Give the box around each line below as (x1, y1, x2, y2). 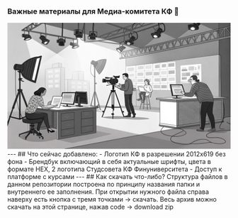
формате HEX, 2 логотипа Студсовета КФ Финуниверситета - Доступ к (7, 165, 222, 173)
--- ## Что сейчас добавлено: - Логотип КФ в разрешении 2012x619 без (7, 149, 226, 158)
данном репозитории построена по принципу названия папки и (7, 180, 200, 188)
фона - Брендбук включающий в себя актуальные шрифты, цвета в (7, 157, 211, 165)
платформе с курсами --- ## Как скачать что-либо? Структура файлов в (7, 172, 228, 180)
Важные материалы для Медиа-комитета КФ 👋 (7, 6, 179, 16)
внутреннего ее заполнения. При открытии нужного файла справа (7, 187, 210, 196)
